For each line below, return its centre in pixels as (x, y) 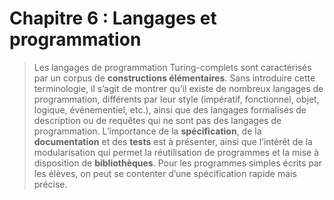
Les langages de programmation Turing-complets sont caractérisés (172, 67)
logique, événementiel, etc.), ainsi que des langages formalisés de (170, 109)
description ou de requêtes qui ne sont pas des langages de (157, 120)
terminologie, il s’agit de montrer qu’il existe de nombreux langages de (178, 88)
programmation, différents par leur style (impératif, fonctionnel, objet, (176, 99)
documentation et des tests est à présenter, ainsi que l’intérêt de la (173, 141)
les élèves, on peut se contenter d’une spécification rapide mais (165, 173)
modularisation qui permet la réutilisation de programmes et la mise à (176, 152)
